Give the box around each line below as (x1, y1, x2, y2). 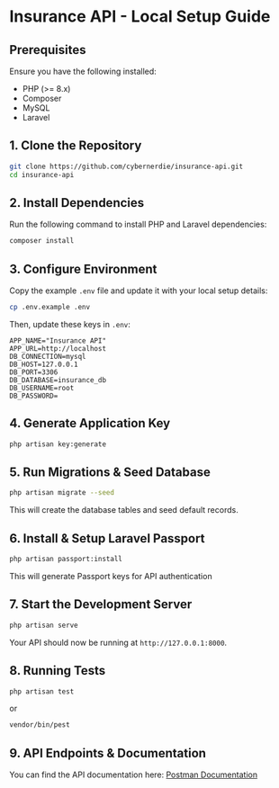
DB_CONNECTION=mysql (9, 352, 87, 361)
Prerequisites (9, 42, 86, 58)
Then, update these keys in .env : (9, 318, 130, 329)
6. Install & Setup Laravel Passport (9, 531, 205, 546)
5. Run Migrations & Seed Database (9, 465, 211, 480)
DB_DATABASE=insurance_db (9, 375, 106, 384)
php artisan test (9, 686, 75, 696)
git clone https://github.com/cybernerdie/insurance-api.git (9, 162, 244, 171)
